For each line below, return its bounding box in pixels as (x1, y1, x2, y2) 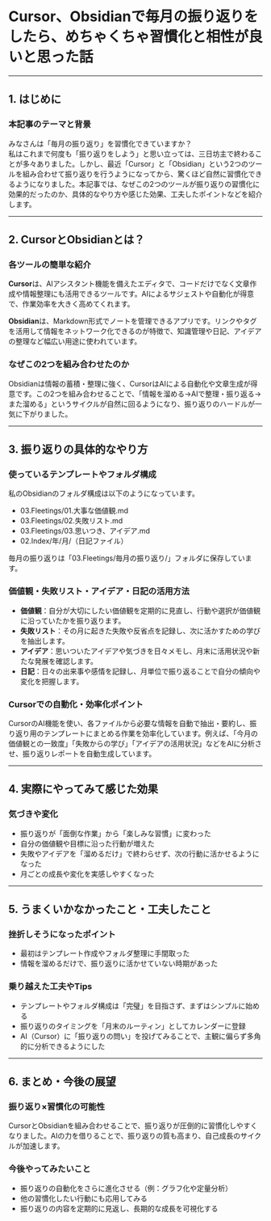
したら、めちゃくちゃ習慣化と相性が (8, 27, 249, 46)
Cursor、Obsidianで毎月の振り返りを (8, 7, 259, 26)
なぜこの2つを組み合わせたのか (8, 359, 130, 370)
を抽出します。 (19, 636, 70, 645)
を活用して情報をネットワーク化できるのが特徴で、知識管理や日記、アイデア (8, 327, 262, 336)
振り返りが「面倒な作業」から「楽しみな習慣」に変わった (19, 828, 211, 838)
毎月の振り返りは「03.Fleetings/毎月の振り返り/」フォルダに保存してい (8, 553, 246, 563)
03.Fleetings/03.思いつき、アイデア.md (19, 526, 151, 536)
